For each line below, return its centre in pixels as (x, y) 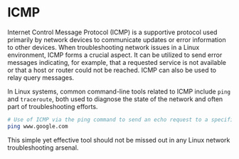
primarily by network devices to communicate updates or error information (117, 39)
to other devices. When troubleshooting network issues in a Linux (103, 47)
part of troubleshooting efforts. (53, 106)
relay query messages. (41, 77)
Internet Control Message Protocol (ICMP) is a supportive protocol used (112, 32)
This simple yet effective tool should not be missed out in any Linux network (119, 140)
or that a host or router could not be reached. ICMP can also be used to (112, 70)
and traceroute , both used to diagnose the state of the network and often (115, 99)
